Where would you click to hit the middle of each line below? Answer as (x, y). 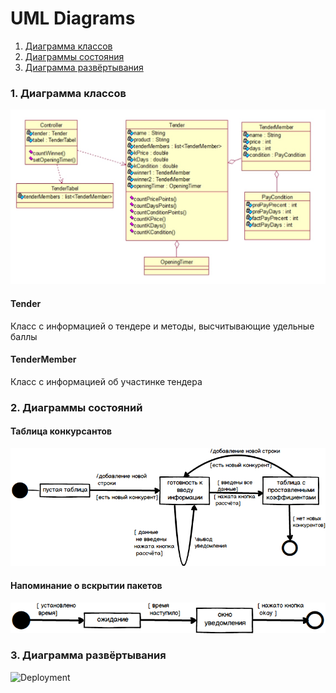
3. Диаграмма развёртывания (88, 655)
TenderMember (43, 359)
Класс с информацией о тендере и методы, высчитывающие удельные (162, 326)
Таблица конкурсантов (61, 431)
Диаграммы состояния (74, 56)
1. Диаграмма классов (68, 93)
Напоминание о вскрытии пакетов (86, 585)
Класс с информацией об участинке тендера (106, 381)
